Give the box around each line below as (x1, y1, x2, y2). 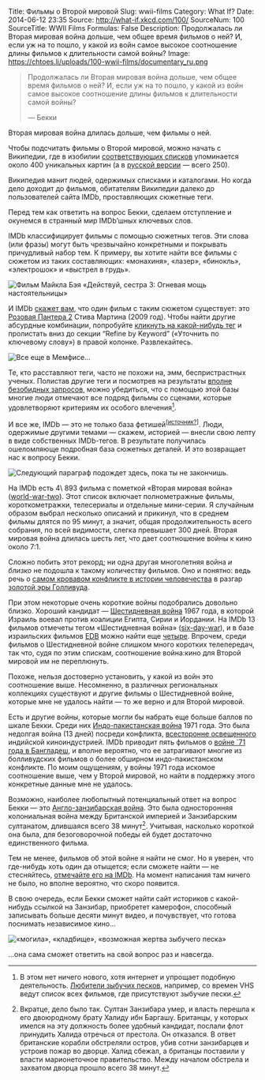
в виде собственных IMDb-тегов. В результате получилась (8, 436, 207, 445)
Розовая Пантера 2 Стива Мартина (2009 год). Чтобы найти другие (8, 312, 237, 321)
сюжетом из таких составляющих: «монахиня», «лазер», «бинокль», (8, 257, 241, 265)
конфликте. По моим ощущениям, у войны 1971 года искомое (8, 763, 215, 772)
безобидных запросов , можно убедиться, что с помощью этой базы (8, 384, 239, 394)
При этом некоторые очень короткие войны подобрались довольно (8, 598, 238, 607)
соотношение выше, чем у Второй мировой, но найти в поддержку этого (8, 771, 256, 781)
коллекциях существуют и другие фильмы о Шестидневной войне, (8, 688, 234, 698)
